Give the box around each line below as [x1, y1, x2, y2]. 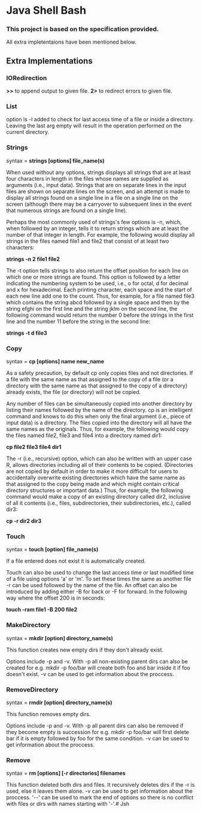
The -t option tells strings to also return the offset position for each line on [6, 267, 188, 274]
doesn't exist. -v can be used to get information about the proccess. [6, 670, 175, 677]
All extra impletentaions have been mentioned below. [6, 38, 136, 45]
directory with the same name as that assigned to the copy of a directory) [6, 382, 187, 389]
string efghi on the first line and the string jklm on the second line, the [6, 305, 178, 312]
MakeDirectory [6, 621, 51, 629]
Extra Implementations [6, 56, 93, 66]
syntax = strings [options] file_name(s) [6, 157, 105, 164]
